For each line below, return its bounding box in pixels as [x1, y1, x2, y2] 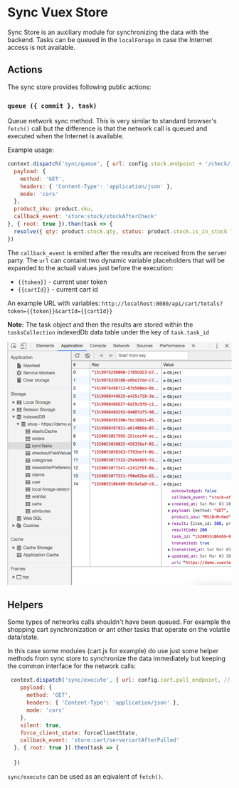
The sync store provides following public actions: [7, 83, 152, 91]
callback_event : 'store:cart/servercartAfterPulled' [20, 737, 180, 744]
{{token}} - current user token [17, 277, 107, 286]
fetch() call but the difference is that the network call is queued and [7, 124, 208, 133]
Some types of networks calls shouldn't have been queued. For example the [7, 618, 231, 626]
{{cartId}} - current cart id [17, 285, 98, 293]
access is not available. [7, 43, 76, 51]
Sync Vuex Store [7, 4, 108, 21]
